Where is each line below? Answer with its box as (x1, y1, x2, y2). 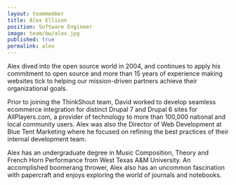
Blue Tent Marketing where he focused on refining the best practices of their (7, 127, 229, 136)
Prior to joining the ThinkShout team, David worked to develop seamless (7, 98, 216, 106)
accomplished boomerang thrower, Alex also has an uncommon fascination (7, 164, 225, 171)
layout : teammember (7, 10, 65, 17)
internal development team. (7, 135, 86, 143)
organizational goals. (7, 85, 68, 92)
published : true (7, 36, 55, 43)
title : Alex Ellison (7, 17, 68, 24)
